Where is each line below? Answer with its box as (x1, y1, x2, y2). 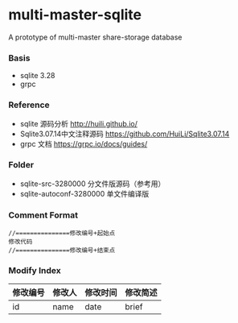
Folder (8, 159, 35, 171)
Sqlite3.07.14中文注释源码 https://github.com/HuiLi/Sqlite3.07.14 (19, 129, 230, 139)
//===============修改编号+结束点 (8, 246, 116, 255)
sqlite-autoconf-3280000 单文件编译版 (19, 188, 150, 198)
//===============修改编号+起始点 (8, 230, 116, 238)
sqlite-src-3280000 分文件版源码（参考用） (19, 179, 166, 188)
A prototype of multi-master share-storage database (8, 32, 183, 42)
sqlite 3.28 (19, 71, 55, 81)
